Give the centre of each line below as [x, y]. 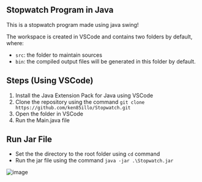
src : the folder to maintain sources [59, 55]
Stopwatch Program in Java [60, 10]
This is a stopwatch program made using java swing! [73, 24]
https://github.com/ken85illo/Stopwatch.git [73, 107]
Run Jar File [29, 140]
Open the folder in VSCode [49, 114]
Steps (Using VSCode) [50, 81]
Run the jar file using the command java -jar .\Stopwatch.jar [94, 161]
